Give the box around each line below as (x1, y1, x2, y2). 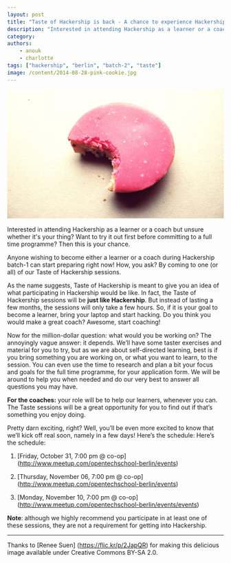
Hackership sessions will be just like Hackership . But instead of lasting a (7, 296, 214, 304)
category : (7, 33, 36, 40)
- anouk (19, 48, 41, 54)
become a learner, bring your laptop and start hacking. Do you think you (7, 310, 211, 318)
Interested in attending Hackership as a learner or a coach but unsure (7, 225, 204, 234)
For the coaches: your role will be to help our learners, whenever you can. (7, 396, 218, 404)
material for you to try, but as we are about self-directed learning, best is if (7, 345, 218, 354)
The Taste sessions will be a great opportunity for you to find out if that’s (7, 403, 213, 411)
